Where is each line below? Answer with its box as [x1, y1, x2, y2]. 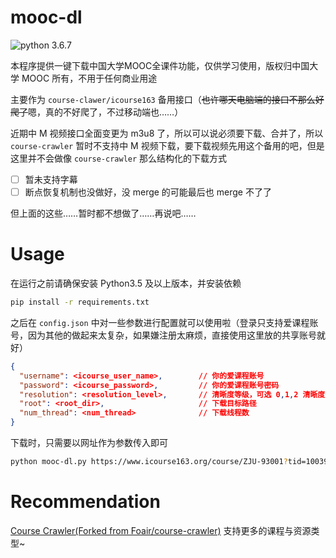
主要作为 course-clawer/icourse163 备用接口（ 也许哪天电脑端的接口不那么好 [10, 93, 325, 105]
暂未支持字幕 [24, 173, 78, 185]
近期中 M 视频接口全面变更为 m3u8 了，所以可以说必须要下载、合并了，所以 [10, 127, 324, 139]
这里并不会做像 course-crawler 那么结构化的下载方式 [10, 152, 228, 164]
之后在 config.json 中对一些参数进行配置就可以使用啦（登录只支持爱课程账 [10, 316, 319, 328]
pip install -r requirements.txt [10, 297, 150, 307]
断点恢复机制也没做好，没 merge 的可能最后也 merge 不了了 [24, 186, 272, 198]
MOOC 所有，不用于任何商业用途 [21, 72, 158, 84]
